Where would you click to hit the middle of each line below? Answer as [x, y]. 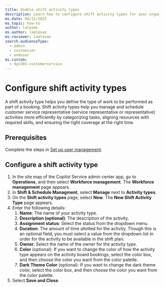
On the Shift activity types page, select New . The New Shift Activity [82, 197]
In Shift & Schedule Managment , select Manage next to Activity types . [84, 192]
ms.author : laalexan [26, 32]
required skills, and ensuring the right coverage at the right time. [70, 123]
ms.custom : [16, 60]
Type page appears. [32, 203]
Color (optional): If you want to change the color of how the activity [87, 249]
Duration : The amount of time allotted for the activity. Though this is [88, 228]
